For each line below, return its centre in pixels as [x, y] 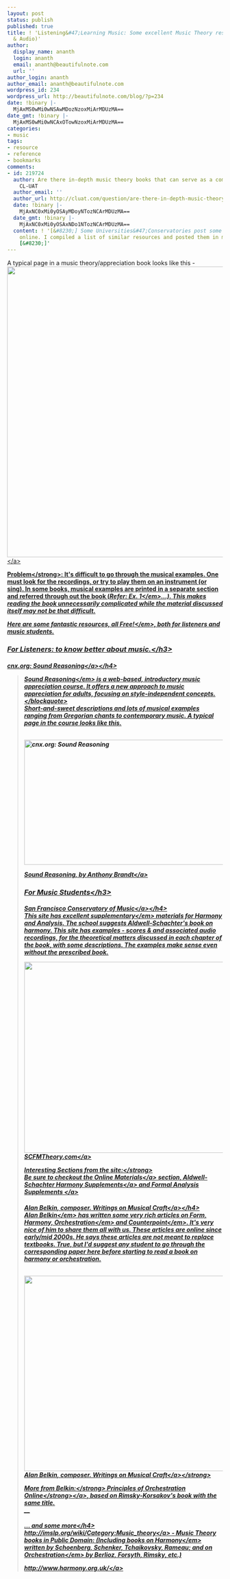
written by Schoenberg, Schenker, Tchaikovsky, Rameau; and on [118, 1547]
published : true [30, 26]
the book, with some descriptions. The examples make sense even [120, 945]
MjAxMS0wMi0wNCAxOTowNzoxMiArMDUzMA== [69, 122]
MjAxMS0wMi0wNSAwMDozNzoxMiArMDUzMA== [69, 109]
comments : [21, 167]
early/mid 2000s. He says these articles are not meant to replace [119, 1237]
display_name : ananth [44, 52]
